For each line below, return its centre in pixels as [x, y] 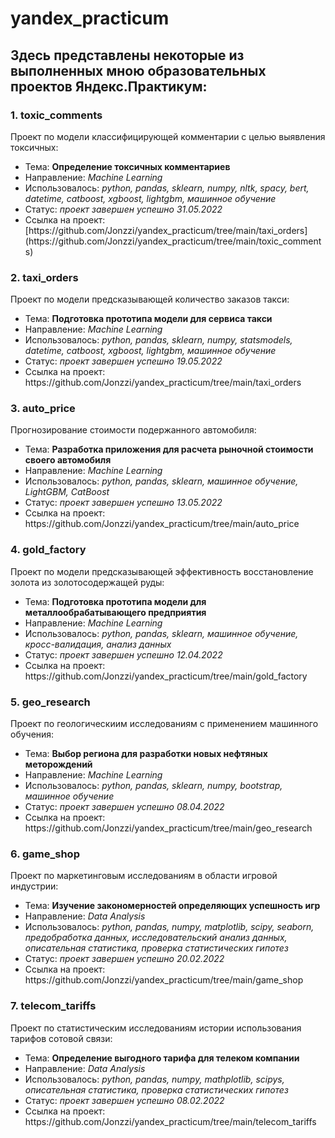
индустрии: [34, 886]
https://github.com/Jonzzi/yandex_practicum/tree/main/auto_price [162, 524]
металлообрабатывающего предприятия [115, 612]
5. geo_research [50, 702]
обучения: [32, 734]
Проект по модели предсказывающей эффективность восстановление [162, 571]
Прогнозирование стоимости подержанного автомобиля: [133, 430]
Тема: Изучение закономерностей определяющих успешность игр [172, 906]
